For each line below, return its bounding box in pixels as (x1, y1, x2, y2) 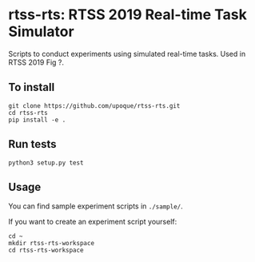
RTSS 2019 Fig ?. (8, 58, 65, 67)
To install (8, 81, 55, 94)
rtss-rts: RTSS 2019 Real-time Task (8, 6, 248, 24)
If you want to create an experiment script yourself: (8, 217, 177, 227)
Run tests (8, 137, 57, 151)
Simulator (8, 22, 74, 41)
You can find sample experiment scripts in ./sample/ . (8, 201, 184, 211)
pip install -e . (8, 116, 66, 124)
